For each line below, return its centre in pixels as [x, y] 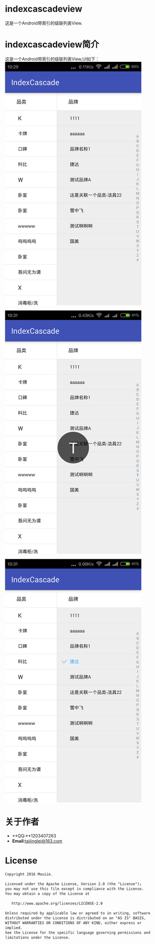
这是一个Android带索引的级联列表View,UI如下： [52, 59]
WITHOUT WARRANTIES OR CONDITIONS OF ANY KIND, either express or [73, 923]
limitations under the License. [38, 937]
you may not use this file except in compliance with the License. [75, 889]
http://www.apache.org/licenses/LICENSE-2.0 [57, 903]
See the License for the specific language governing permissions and [78, 933]
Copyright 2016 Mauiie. [29, 874]
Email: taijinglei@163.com [37, 841]
